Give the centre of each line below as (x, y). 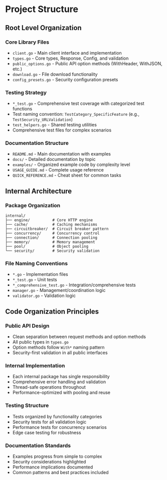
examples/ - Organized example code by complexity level (71, 165)
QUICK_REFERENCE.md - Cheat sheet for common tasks (67, 175)
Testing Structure (27, 406)
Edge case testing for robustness (47, 432)
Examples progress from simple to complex (57, 456)
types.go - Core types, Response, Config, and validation (70, 58)
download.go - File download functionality (55, 74)
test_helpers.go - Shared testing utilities (54, 125)
